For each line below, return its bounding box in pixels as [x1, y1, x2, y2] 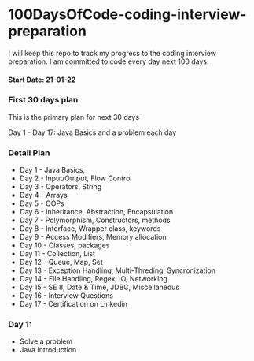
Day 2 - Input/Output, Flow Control [19, 173, 132, 183]
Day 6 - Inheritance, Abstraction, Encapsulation [19, 207, 174, 217]
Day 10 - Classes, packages [19, 240, 110, 250]
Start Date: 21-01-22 [8, 75, 76, 84]
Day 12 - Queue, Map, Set [19, 258, 104, 267]
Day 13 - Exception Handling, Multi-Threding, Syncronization [19, 266, 216, 275]
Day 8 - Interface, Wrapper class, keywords [19, 224, 161, 233]
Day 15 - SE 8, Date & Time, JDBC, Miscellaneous [19, 282, 179, 292]
